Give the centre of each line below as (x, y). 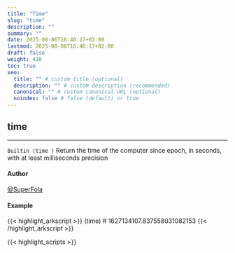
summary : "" (24, 33)
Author (18, 174)
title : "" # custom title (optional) (69, 79)
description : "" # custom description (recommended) (92, 86)
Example (20, 205)
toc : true (22, 66)
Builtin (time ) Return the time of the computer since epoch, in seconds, (115, 150)
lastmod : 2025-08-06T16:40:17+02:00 (60, 46)
